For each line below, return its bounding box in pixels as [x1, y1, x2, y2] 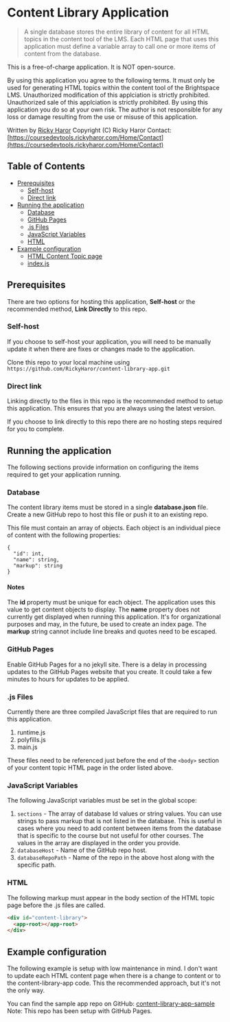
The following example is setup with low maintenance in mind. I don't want [7, 964, 218, 972]
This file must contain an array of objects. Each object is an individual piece [7, 524, 221, 532]
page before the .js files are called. [7, 901, 105, 909]
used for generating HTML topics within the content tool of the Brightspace [7, 83, 220, 91]
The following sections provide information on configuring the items [7, 463, 199, 471]
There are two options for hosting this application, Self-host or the [7, 297, 196, 305]
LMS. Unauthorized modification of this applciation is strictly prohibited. [7, 91, 210, 99]
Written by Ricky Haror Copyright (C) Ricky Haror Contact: [7, 126, 172, 134]
